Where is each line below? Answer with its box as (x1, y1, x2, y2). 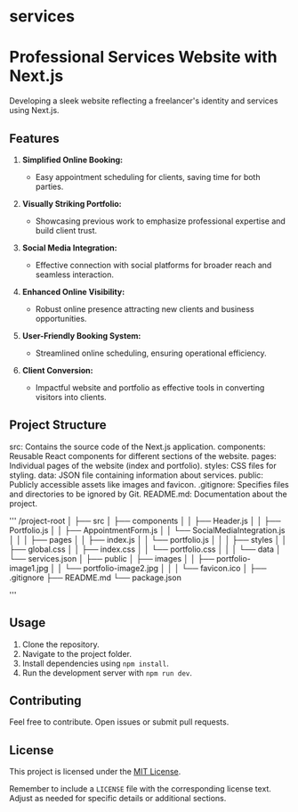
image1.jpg (9, 562, 49, 573)
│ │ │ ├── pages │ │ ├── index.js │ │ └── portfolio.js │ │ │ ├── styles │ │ (9, 534, 287, 545)
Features (9, 131, 60, 146)
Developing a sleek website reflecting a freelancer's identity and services (9, 95, 278, 106)
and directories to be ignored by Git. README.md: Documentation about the (9, 488, 287, 499)
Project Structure (9, 417, 107, 433)
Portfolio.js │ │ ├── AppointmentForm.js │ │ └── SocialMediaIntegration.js (9, 524, 286, 536)
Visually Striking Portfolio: (21, 198, 122, 209)
